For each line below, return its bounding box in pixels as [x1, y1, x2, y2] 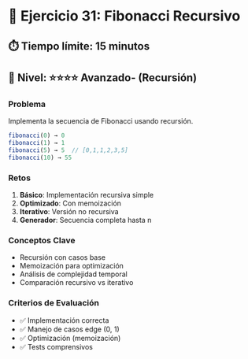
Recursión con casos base [19, 253, 106, 262]
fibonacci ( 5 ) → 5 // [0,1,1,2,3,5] [8, 146, 128, 154]
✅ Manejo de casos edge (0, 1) [19, 324, 120, 334]
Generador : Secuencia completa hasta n [19, 216, 152, 225]
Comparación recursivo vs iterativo [19, 278, 134, 287]
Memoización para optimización [19, 261, 124, 271]
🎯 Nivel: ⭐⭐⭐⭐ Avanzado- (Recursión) [8, 71, 198, 84]
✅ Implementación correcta [19, 315, 109, 325]
